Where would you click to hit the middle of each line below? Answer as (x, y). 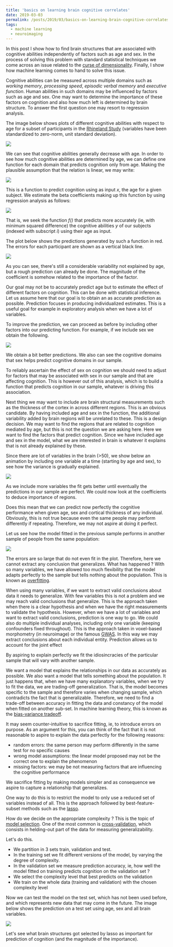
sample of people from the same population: (53, 539)
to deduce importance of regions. (41, 497)
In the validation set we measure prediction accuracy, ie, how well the (87, 866)
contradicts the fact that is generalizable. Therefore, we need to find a (80, 698)
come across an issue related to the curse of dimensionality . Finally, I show (85, 65)
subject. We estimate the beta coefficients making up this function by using (85, 195)
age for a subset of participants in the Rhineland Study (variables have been (86, 129)
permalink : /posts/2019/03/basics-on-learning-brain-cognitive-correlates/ (89, 20)
